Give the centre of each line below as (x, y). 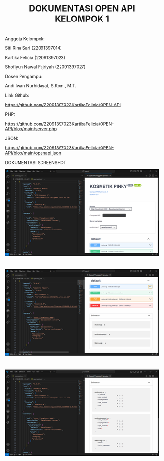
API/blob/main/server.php (31, 129)
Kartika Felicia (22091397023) (35, 58)
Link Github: (17, 95)
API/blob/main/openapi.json (33, 153)
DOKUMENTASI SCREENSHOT (36, 163)
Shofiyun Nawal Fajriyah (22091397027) (46, 67)
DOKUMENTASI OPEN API (82, 9)
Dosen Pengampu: (24, 77)
